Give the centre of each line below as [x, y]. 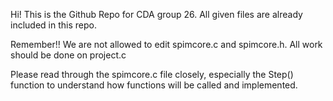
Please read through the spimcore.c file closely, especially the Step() [152, 74]
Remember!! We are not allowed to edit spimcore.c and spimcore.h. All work [166, 44]
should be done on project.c [68, 55]
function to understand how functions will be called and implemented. [154, 85]
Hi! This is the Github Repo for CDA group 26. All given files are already [156, 14]
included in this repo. [53, 25]
